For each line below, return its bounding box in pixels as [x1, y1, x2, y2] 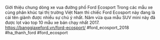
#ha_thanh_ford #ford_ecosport [5, 30, 68, 35]
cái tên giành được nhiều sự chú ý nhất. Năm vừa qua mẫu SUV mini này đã [5, 15, 156, 20]
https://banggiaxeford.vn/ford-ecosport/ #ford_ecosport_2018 [5, 25, 129, 30]
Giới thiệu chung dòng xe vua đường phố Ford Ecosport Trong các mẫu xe [5, 5, 153, 10]
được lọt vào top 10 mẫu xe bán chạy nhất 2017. [5, 20, 100, 25]
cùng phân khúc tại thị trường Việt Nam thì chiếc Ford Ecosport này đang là [5, 10, 155, 15]
